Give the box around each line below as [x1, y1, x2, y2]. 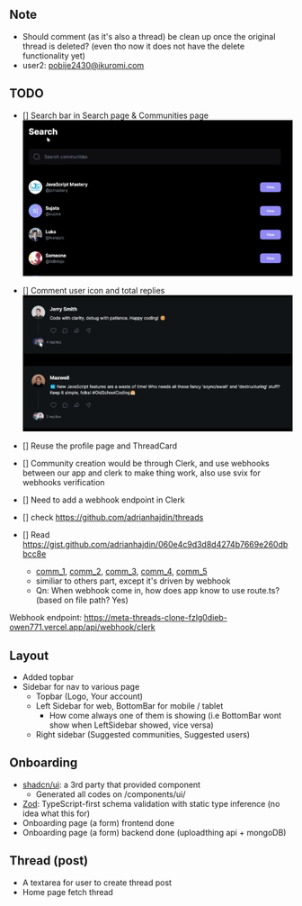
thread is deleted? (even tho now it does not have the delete [22, 41, 245, 51]
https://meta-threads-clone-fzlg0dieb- [84, 612, 227, 623]
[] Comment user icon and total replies [22, 285, 165, 295]
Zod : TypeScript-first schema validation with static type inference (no [22, 798, 280, 809]
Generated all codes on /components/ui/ [35, 788, 186, 800]
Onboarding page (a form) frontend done [22, 817, 175, 828]
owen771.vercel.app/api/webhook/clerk [9, 621, 155, 633]
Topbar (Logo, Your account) [35, 691, 144, 702]
